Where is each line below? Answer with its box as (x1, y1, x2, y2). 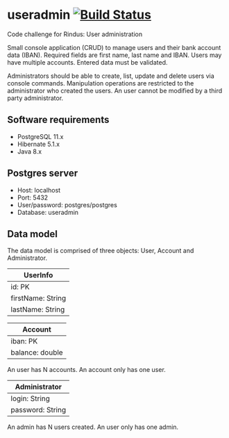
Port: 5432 (17, 193, 49, 202)
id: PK (10, 282, 30, 292)
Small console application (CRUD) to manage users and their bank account (7, 43, 221, 51)
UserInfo (24, 270, 53, 280)
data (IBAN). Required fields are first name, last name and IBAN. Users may (7, 51, 222, 59)
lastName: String (10, 305, 65, 314)
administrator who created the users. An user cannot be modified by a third (7, 86, 223, 95)
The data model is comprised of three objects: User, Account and (7, 247, 194, 255)
